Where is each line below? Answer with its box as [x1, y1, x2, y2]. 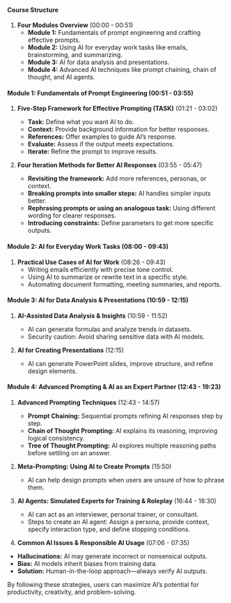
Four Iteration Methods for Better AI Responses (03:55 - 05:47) [17, 161, 202, 169]
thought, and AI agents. [27, 73, 95, 82]
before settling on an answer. [27, 449, 111, 457]
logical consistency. [27, 434, 85, 443]
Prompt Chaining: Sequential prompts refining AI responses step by [27, 412, 223, 420]
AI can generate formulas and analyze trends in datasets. [27, 325, 192, 333]
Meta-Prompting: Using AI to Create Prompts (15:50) [17, 462, 172, 471]
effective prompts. [27, 36, 81, 45]
